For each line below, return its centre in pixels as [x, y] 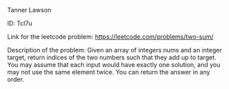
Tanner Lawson [29, 10]
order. [16, 79]
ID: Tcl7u [20, 23]
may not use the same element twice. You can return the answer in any [109, 72]
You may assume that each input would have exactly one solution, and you [114, 65]
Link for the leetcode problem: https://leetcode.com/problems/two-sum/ [110, 37]
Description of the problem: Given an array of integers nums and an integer [114, 50]
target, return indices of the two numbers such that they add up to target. [112, 57]
